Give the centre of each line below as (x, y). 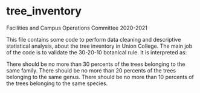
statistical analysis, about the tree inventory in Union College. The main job (99, 46)
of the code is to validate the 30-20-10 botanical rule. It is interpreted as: (97, 52)
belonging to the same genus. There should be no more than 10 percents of (100, 77)
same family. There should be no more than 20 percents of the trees (91, 70)
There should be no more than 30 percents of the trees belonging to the (96, 64)
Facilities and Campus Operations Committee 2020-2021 (77, 28)
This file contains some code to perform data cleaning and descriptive (94, 39)
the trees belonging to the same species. (57, 83)
